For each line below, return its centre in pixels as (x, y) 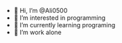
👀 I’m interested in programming (60, 18)
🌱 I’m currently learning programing (64, 25)
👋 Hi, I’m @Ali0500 (41, 11)
